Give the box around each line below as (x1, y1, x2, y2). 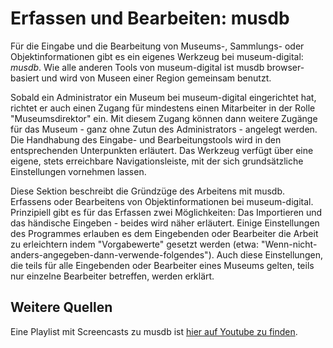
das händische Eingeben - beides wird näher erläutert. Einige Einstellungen (10, 217, 320, 229)
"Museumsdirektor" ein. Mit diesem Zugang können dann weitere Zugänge (10, 112, 318, 124)
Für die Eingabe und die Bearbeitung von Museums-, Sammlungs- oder (10, 40, 305, 52)
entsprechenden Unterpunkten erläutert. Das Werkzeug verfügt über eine (10, 144, 314, 156)
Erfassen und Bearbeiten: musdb (10, 7, 290, 30)
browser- (266, 61, 305, 73)
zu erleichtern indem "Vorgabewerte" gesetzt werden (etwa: (10, 238, 259, 250)
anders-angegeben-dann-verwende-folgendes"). (10, 248, 215, 261)
